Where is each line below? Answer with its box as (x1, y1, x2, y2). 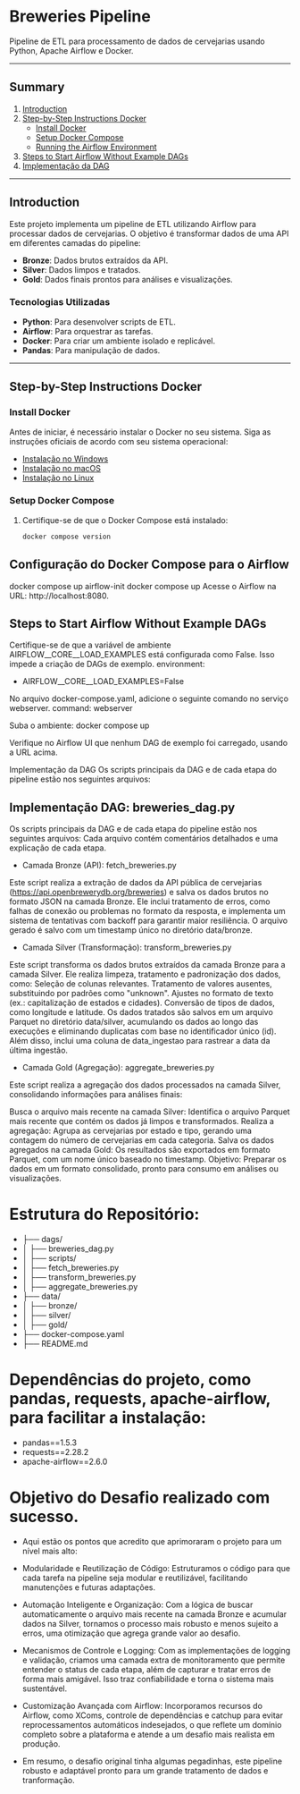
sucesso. (9, 1507, 79, 1527)
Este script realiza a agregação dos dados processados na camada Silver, (9, 1079, 281, 1090)
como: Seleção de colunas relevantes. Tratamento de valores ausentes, (9, 978, 272, 989)
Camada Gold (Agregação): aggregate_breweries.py (21, 1062, 215, 1073)
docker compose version (21, 532, 112, 541)
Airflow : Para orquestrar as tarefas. (21, 326, 154, 336)
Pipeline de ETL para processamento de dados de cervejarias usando (9, 36, 265, 47)
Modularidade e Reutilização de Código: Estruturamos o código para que (21, 1562, 291, 1573)
